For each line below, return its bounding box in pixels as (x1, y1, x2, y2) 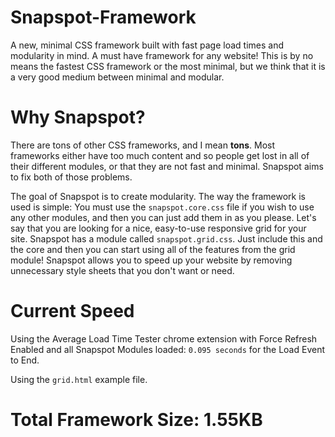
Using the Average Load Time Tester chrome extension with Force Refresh (10, 332, 318, 345)
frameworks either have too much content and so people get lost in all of (10, 149, 310, 161)
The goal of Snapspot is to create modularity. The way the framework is (10, 190, 306, 202)
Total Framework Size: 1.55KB (10, 409, 263, 431)
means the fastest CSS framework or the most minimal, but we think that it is (10, 60, 326, 72)
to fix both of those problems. (10, 171, 133, 183)
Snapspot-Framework (10, 6, 197, 29)
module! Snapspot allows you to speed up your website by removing (10, 254, 293, 266)
